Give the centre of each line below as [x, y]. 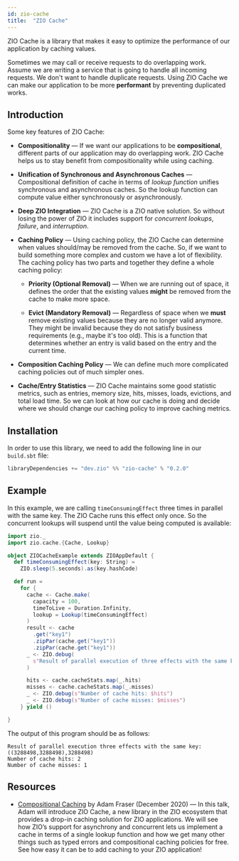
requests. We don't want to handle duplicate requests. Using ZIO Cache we [118, 77]
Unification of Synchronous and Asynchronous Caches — [105, 174]
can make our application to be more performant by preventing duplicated [117, 85]
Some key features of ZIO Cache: [56, 132]
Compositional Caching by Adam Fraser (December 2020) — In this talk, [123, 804]
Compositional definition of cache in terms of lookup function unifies [118, 182]
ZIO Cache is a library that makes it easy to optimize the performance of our [119, 41]
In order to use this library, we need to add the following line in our [105, 448]
